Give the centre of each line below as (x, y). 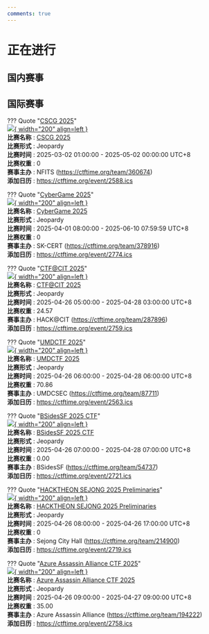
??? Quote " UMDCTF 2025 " (47, 342)
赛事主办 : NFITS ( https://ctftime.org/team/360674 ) (80, 172)
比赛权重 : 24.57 (30, 311)
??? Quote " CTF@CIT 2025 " (47, 269)
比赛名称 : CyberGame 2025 (47, 211)
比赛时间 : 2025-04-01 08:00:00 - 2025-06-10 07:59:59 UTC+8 (98, 228)
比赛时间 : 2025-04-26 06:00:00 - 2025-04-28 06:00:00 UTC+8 (100, 376)
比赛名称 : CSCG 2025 (39, 137)
